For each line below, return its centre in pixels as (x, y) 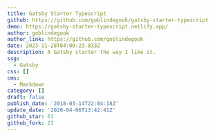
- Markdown (29, 84)
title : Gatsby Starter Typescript (57, 13)
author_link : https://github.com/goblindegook (75, 39)
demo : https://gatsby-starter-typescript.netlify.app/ (88, 26)
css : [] (18, 71)
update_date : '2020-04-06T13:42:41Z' (62, 110)
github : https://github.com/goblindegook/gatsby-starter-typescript (108, 20)
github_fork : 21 (30, 123)
